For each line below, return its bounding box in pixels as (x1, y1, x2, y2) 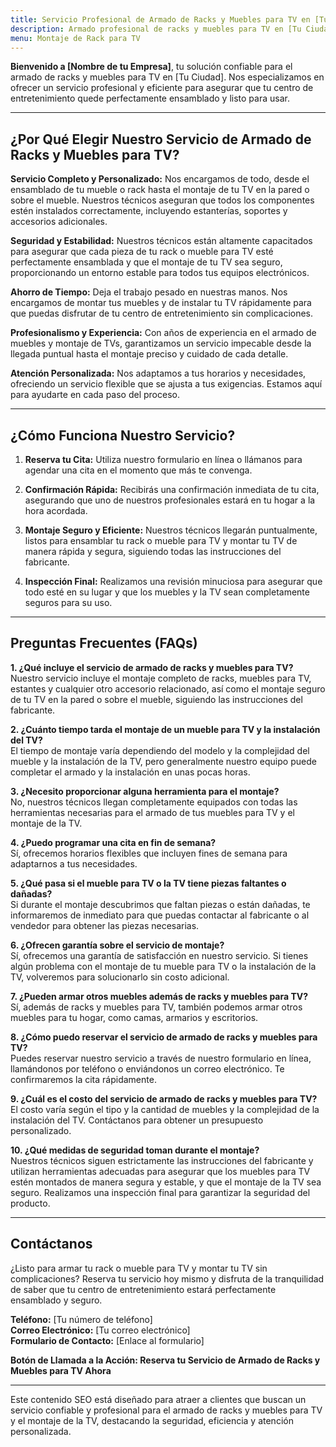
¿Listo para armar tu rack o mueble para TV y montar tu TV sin (10, 1262, 268, 1274)
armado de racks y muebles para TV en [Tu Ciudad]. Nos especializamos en (10, 71, 325, 83)
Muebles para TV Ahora (10, 1364, 112, 1376)
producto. (10, 1197, 51, 1209)
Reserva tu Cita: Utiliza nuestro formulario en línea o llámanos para (24, 454, 303, 465)
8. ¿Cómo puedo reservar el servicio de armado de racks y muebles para (10, 1031, 318, 1043)
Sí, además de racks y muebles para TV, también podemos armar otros (10, 1001, 303, 1013)
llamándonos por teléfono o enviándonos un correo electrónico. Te (10, 1062, 285, 1075)
